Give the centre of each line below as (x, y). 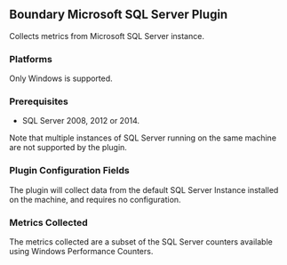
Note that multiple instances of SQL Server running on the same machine (143, 138)
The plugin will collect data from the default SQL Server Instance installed (144, 189)
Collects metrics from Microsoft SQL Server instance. (107, 36)
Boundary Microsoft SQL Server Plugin (119, 15)
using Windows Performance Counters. (81, 251)
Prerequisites (39, 101)
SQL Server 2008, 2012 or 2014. (81, 121)
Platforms (31, 59)
